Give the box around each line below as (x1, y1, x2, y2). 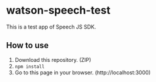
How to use (6, 40, 49, 51)
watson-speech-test (6, 4, 111, 17)
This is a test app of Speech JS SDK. (6, 23, 96, 30)
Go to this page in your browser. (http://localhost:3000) (14, 69, 151, 76)
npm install (14, 64, 45, 70)
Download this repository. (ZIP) (14, 56, 91, 63)
